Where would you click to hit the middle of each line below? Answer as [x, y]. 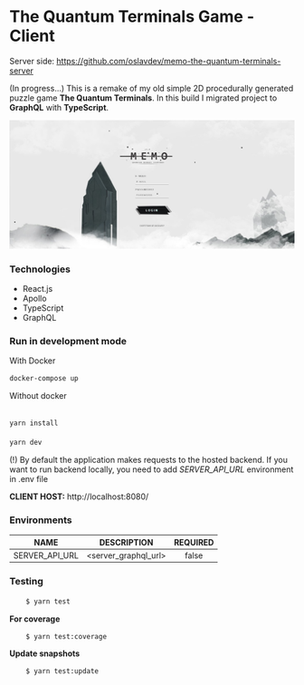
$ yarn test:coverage [66, 636]
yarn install [34, 423]
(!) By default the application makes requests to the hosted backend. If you [148, 459]
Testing [26, 582]
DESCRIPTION [126, 542]
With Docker [33, 361]
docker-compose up [44, 379]
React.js [38, 289]
